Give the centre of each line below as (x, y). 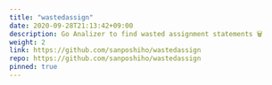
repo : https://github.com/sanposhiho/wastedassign (105, 58)
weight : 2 (28, 42)
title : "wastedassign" (51, 17)
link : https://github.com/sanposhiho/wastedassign (105, 50)
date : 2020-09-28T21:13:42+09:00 (71, 26)
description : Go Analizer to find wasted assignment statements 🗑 (136, 34)
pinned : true (33, 67)
